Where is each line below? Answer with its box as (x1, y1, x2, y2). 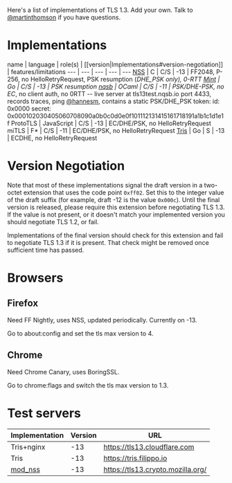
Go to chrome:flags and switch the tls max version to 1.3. (7, 381, 169, 390)
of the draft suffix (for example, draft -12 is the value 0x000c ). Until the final (7, 195, 220, 203)
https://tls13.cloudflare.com (103, 442, 195, 452)
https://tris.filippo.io (103, 453, 168, 463)
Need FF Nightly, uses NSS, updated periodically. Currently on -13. (7, 316, 197, 324)
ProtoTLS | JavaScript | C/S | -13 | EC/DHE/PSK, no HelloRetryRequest (11, 119, 211, 127)
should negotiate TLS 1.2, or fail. (7, 217, 99, 226)
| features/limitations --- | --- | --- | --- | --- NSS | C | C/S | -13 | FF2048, (7, 67, 215, 75)
